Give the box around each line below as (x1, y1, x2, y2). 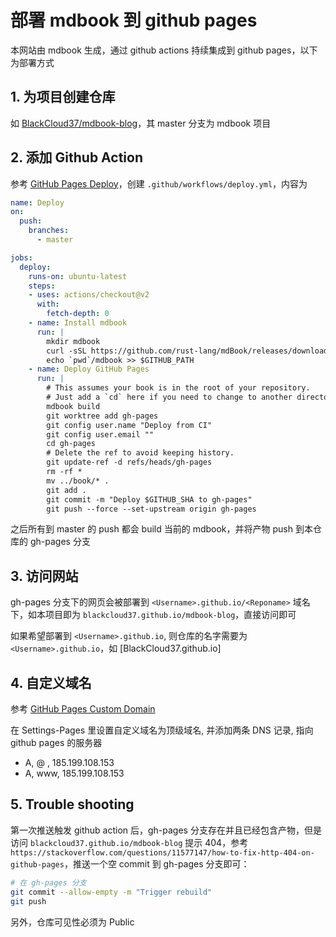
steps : (28, 281, 56, 291)
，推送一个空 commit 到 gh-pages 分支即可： (63, 857, 250, 870)
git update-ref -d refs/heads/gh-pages (46, 457, 213, 468)
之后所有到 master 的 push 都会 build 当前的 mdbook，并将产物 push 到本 (10, 523, 313, 535)
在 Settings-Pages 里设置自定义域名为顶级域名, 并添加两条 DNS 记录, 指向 (10, 724, 314, 736)
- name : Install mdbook (28, 318, 128, 328)
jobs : (10, 252, 33, 263)
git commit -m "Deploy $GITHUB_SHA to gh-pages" (46, 494, 253, 505)
